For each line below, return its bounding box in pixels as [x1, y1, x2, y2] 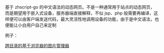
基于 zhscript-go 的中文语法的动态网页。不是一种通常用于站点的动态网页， [5, 4, 155, 10]
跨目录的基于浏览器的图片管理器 [5, 43, 69, 48]
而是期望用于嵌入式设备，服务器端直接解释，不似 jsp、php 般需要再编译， [5, 10, 154, 16]
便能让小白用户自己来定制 [5, 22, 57, 28]
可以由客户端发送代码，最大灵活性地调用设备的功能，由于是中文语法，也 [13, 16, 159, 22]
